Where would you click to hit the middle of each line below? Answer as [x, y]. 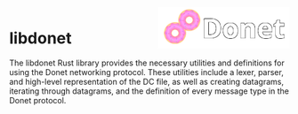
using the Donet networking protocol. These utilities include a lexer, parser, [147, 72]
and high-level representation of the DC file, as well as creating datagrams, [147, 81]
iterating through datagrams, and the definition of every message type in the [149, 91]
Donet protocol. [38, 100]
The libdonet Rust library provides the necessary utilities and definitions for [147, 63]
